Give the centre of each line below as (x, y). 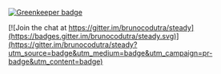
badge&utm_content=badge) (56, 61)
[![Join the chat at (38, 27)
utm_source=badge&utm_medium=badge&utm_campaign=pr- (110, 53)
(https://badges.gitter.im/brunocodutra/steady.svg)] (94, 36)
